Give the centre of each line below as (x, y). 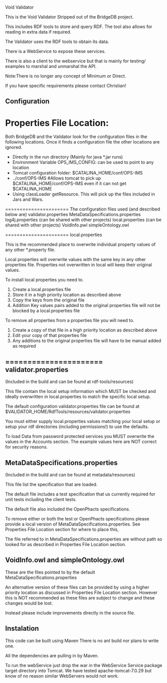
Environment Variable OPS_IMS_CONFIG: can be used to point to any (83, 162)
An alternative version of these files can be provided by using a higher (77, 587)
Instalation (22, 629)
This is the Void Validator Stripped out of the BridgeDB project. (69, 17)
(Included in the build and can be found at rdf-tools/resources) (69, 381)
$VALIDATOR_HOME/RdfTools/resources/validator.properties (68, 411)
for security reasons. (27, 447)
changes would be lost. (29, 603)
